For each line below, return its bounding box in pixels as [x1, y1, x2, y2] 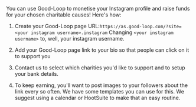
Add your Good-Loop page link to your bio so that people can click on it [14, 46, 190, 53]
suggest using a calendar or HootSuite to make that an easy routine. [14, 94, 181, 101]
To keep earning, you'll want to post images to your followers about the [14, 82, 188, 89]
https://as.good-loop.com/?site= [99, 24, 182, 29]
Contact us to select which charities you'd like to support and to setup [14, 64, 185, 71]
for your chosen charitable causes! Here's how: [6, 11, 122, 18]
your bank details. [14, 71, 59, 77]
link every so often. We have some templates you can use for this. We [14, 88, 185, 95]
